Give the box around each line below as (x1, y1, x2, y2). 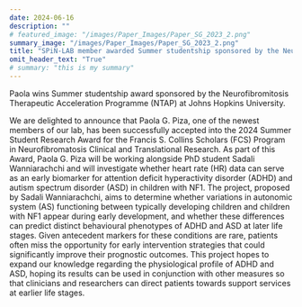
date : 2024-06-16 (9, 13, 75, 23)
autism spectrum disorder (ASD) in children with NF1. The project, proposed (9, 182, 290, 193)
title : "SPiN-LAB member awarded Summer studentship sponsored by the (9, 47, 280, 56)
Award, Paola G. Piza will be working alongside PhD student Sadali (9, 153, 255, 164)
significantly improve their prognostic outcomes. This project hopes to (9, 248, 270, 259)
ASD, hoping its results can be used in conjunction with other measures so (9, 267, 285, 279)
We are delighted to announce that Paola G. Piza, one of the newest (9, 114, 260, 126)
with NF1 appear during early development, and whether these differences (9, 211, 285, 221)
